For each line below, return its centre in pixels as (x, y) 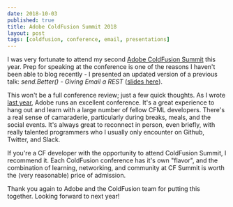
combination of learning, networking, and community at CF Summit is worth (116, 168)
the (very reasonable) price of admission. (67, 176)
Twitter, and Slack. (34, 139)
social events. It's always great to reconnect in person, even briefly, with (111, 125)
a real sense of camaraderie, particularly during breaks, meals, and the (109, 117)
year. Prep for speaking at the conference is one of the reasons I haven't (111, 67)
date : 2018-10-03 (32, 14)
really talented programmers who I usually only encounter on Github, (106, 132)
